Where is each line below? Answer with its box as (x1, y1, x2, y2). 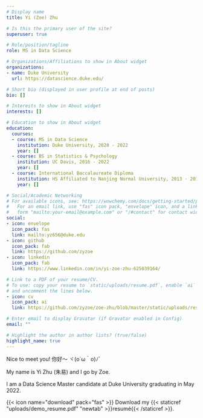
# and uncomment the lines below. (6, 288, 94, 294)
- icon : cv (6, 293, 34, 300)
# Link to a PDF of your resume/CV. (6, 276, 98, 282)
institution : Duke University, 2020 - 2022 (17, 142, 129, 148)
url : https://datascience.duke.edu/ (11, 75, 104, 82)
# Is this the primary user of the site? (6, 25, 112, 32)
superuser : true (6, 31, 47, 37)
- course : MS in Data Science (11, 136, 88, 142)
